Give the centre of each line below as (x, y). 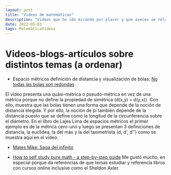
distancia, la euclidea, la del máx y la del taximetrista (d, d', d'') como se (81, 132)
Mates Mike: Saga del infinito (43, 148)
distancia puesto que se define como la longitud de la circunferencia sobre (84, 116)
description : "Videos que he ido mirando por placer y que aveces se (81, 19)
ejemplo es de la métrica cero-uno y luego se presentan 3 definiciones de (83, 127)
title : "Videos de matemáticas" (39, 15)
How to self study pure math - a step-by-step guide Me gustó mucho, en (89, 157)
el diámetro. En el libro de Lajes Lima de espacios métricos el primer (77, 121)
